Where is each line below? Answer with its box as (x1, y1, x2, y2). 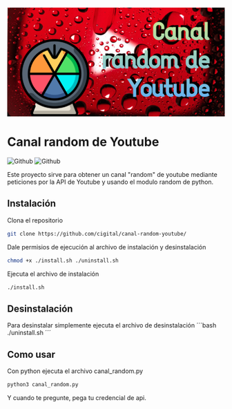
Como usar (7, 348, 56, 360)
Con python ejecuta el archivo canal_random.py (7, 367, 144, 375)
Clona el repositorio (7, 216, 64, 225)
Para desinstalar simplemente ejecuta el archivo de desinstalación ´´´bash (7, 321, 217, 330)
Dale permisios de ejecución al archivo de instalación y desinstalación (7, 242, 206, 251)
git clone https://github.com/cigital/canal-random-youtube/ (7, 230, 187, 237)
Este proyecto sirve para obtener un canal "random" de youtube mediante (7, 170, 217, 178)
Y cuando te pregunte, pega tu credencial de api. (7, 393, 147, 401)
